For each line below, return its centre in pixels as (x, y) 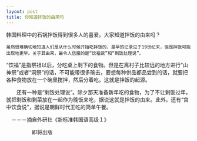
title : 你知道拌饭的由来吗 (35, 17)
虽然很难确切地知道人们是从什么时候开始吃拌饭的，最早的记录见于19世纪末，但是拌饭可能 (98, 47)
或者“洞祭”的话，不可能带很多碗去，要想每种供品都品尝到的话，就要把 (103, 72)
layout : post (22, 12)
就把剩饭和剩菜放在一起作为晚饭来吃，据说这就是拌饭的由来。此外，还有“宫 (98, 99)
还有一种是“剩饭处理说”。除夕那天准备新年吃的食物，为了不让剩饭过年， (103, 92)
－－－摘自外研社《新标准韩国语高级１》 (60, 119)
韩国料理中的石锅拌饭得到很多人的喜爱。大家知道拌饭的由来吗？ (83, 35)
